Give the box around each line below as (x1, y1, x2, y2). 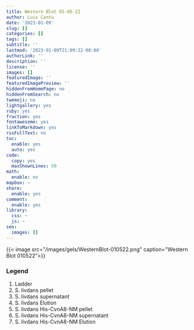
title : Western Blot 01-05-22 (6, 8, 81, 15)
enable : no (11, 174, 38, 180)
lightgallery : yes (6, 102, 51, 109)
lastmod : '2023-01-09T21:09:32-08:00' (6, 47, 102, 53)
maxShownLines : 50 (11, 163, 57, 169)
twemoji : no (6, 97, 35, 103)
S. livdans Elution (14, 299, 57, 306)
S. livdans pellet (14, 286, 54, 294)
